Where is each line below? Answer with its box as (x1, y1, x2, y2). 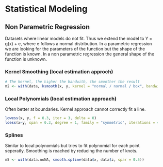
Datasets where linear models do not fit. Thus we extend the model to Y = (5, 35, 153, 41)
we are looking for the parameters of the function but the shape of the (5, 46, 145, 51)
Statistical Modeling (5, 3, 88, 15)
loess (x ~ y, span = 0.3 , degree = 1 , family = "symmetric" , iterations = (5, 120, 155, 125)
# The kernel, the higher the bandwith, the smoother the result (5, 79, 140, 84)
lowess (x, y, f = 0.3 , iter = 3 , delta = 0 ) (5, 116, 97, 121)
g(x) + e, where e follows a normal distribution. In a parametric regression (5, 41, 152, 47)
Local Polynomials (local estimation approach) (5, 95, 117, 102)
